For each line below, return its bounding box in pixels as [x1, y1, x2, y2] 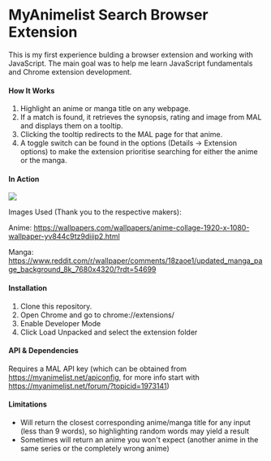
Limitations [8, 399, 47, 409]
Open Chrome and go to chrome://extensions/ [19, 310, 174, 320]
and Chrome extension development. [8, 67, 132, 76]
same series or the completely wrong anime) [19, 443, 170, 453]
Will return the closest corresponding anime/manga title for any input [19, 417, 252, 427]
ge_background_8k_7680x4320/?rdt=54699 [8, 265, 157, 274]
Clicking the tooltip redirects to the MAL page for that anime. [19, 130, 223, 140]
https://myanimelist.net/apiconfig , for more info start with [8, 372, 200, 382]
